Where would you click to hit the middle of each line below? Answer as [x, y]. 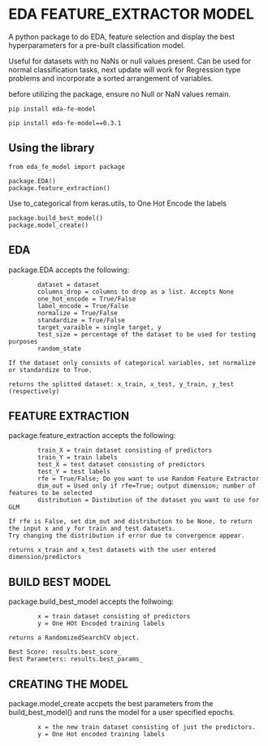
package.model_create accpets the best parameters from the [111, 703]
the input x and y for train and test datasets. [92, 529]
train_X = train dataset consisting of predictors [125, 451]
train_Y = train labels [78, 458]
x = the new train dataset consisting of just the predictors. [147, 727]
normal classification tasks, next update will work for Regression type [125, 69]
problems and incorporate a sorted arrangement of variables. [111, 78]
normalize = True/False [78, 313]
